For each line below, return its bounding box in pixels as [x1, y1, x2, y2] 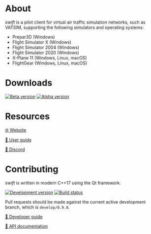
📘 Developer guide [5, 213, 43, 219]
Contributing [5, 164, 59, 175]
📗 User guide [5, 137, 32, 143]
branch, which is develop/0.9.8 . [5, 204, 70, 210]
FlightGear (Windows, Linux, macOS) [12, 60, 88, 66]
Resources [5, 111, 50, 122]
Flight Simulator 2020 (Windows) [12, 50, 80, 56]
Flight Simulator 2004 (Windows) [12, 44, 80, 50]
